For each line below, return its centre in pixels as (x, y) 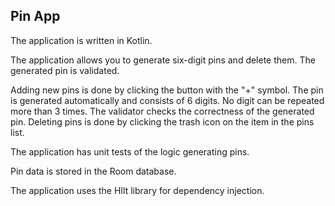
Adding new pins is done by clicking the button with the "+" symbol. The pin (167, 90)
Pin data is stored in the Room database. (93, 171)
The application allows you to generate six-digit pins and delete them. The (163, 60)
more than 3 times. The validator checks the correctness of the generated (162, 111)
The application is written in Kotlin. (81, 40)
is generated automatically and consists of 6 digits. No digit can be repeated (167, 100)
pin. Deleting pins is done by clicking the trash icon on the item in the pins (162, 121)
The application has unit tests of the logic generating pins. (130, 151)
